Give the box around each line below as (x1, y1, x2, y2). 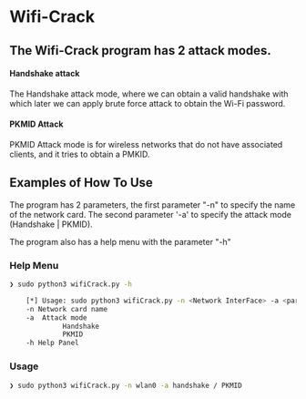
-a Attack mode (25, 312, 88, 322)
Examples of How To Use (9, 175, 153, 190)
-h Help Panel (25, 339, 79, 348)
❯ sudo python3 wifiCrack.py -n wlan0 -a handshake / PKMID (9, 381, 243, 390)
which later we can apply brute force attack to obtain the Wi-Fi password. (9, 97, 286, 108)
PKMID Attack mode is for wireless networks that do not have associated (9, 138, 283, 149)
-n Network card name (25, 304, 107, 313)
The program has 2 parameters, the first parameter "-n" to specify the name (9, 199, 296, 210)
